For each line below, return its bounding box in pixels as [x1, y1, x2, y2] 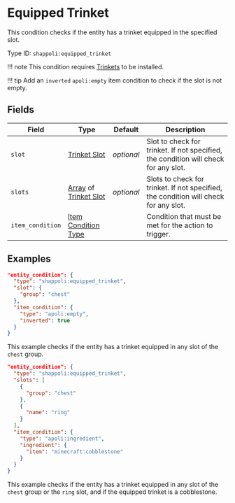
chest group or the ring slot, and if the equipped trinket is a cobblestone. [7, 488, 218, 496]
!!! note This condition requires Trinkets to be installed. [7, 62, 164, 71]
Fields [7, 104, 35, 116]
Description [165, 125, 206, 134]
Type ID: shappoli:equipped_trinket [7, 49, 112, 57]
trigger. [146, 229, 171, 239]
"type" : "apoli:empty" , [20, 310, 90, 318]
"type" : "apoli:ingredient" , [20, 435, 105, 442]
